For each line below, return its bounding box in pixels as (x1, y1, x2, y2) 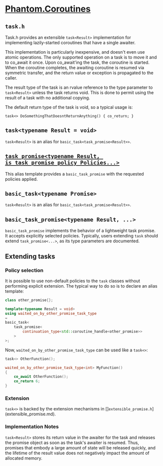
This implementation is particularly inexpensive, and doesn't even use (5, 49, 145, 55)
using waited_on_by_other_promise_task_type (5, 311, 97, 316)
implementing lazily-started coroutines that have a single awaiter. (5, 40, 136, 45)
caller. (5, 75, 18, 81)
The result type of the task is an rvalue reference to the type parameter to (5, 84, 153, 90)
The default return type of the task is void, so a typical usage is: (5, 104, 133, 110)
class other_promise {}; (5, 297, 54, 303)
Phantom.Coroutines (5, 3, 91, 15)
